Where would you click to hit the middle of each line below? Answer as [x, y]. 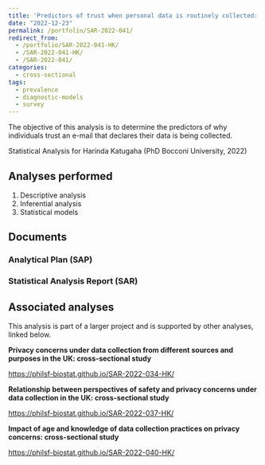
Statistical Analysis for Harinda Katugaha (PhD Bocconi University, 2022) [128, 151]
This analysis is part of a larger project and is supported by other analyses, [131, 326]
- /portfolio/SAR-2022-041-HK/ [67, 45]
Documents [38, 237]
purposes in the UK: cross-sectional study [80, 358]
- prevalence [37, 90]
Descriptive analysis [53, 195]
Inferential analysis [51, 203]
